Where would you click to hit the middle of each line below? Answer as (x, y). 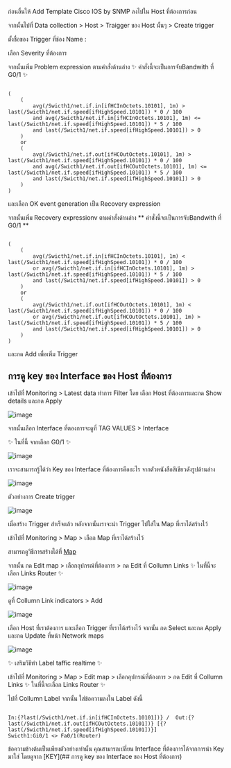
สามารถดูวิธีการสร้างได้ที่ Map (42, 551)
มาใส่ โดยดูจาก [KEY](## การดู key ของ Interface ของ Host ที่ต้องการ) (95, 756)
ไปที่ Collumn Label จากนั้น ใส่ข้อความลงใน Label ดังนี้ (75, 698)
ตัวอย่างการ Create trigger (42, 496)
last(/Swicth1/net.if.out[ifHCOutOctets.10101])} (81, 724)
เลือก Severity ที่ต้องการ (37, 53)
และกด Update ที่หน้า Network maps (56, 636)
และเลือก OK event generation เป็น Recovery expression (84, 204)
